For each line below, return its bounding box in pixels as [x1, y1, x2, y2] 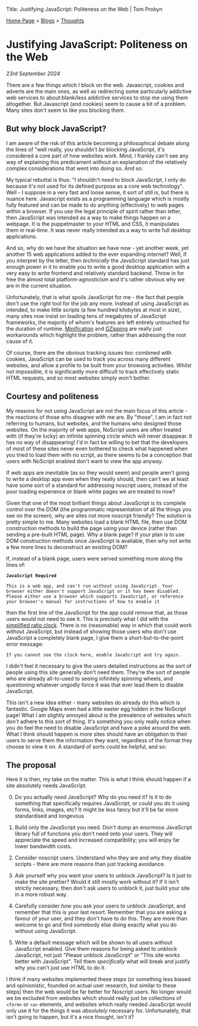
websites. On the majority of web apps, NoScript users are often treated [6, 426, 181, 433]
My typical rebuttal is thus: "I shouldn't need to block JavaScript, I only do [6, 176, 186, 183]
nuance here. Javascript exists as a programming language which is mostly [6, 195, 190, 202]
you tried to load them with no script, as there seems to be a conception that [6, 451, 193, 459]
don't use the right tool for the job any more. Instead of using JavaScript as [6, 300, 189, 307]
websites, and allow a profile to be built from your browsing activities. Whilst [6, 361, 192, 368]
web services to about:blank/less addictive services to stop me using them [6, 94, 189, 101]
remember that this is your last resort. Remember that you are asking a [14, 909, 187, 916]
